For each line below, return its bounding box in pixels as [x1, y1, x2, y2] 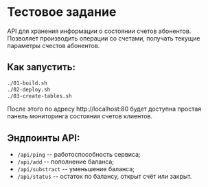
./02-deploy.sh [7, 86, 51, 93]
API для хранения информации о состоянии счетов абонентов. [7, 27, 192, 35]
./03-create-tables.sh [7, 92, 72, 100]
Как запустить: [7, 61, 76, 73]
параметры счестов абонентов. [7, 41, 100, 49]
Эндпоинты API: [7, 132, 80, 144]
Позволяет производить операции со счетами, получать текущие [7, 34, 200, 42]
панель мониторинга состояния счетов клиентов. [7, 112, 153, 120]
